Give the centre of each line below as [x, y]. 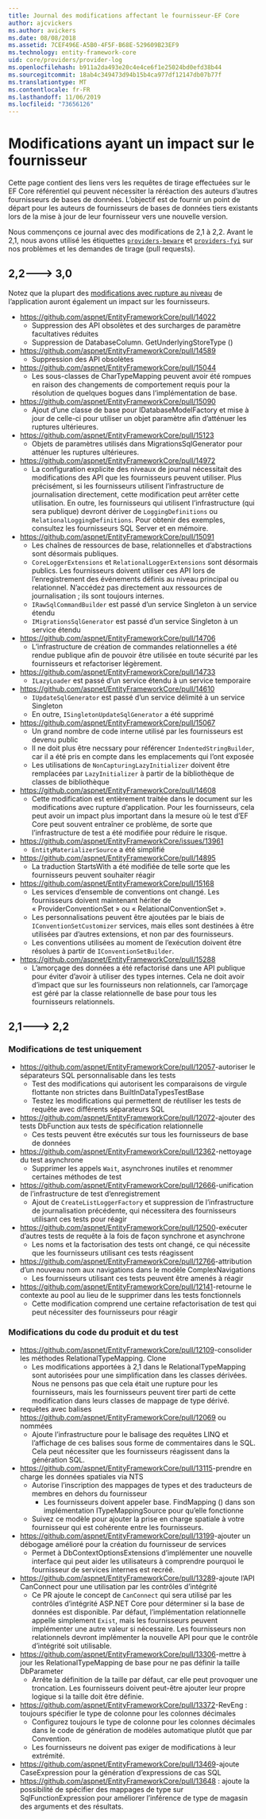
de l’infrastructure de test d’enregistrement [90, 1194]
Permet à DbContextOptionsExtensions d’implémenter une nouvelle [142, 1552]
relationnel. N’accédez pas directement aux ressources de [127, 587]
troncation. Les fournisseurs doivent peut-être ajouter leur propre [139, 1688]
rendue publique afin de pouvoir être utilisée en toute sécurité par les [145, 655]
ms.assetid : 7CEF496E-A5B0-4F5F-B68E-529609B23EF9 [94, 45]
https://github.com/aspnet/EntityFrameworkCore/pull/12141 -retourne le [136, 1287]
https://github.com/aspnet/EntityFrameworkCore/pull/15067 [118, 723]
